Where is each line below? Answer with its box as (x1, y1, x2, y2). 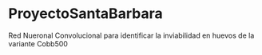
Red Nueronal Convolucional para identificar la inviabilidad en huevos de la (8, 31, 255, 40)
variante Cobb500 (8, 38, 68, 48)
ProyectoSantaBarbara (8, 5, 163, 23)
